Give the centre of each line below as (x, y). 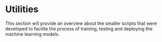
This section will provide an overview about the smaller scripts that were (81, 23)
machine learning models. (32, 34)
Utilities (22, 9)
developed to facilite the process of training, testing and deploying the (79, 28)
